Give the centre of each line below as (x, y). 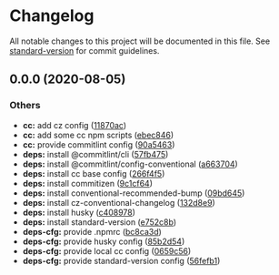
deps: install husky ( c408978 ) (79, 212)
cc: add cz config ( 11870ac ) (75, 125)
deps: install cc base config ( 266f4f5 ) (94, 173)
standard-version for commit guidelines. (85, 50)
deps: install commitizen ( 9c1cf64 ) (87, 183)
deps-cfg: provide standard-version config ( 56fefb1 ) (121, 260)
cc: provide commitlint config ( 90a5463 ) (99, 144)
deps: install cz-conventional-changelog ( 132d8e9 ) (119, 202)
